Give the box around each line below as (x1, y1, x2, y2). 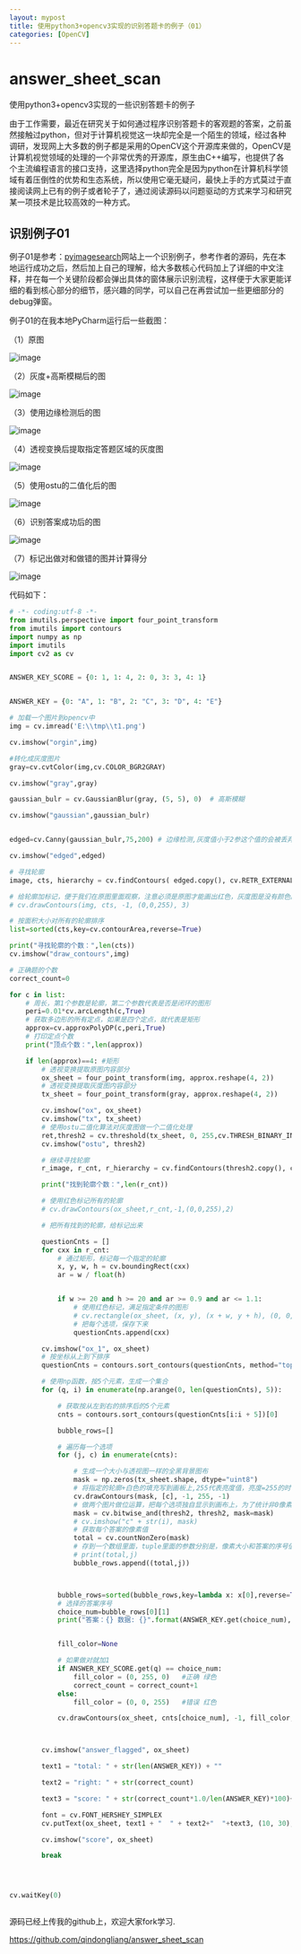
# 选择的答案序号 (56, 1599, 113, 1608)
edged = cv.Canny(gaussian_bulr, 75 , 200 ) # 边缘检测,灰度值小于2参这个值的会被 (9, 836, 280, 845)
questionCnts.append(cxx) (73, 1327, 170, 1337)
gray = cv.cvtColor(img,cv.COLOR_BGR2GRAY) (9, 762, 167, 772)
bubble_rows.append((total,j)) (73, 1558, 191, 1567)
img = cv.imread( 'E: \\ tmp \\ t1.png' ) (9, 722, 146, 731)
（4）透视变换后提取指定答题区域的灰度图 (9, 443, 164, 454)
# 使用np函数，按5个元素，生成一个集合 (41, 1377, 168, 1387)
